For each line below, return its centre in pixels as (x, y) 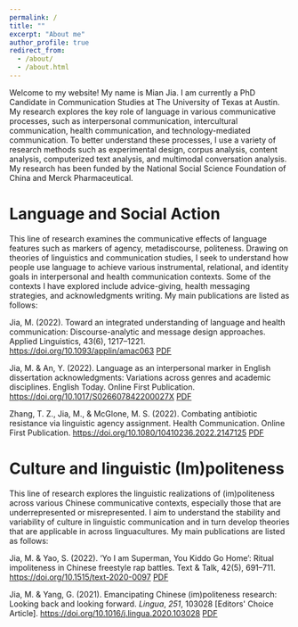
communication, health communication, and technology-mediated (130, 130)
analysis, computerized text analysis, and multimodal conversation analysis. (148, 159)
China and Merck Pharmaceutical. (71, 177)
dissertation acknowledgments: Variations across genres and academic (140, 377)
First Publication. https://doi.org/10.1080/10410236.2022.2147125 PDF (137, 433)
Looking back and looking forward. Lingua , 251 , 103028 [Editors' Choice (141, 604)
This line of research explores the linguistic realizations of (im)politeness (142, 493)
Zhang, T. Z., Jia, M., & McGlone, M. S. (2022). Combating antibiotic (133, 413)
